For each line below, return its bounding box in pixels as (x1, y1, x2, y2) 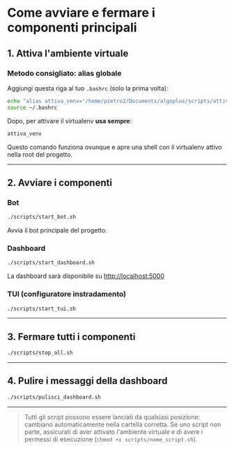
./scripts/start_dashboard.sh (7, 259, 95, 266)
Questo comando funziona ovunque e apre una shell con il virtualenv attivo (7, 143, 222, 151)
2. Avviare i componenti (7, 176, 113, 189)
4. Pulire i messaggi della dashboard (7, 375, 169, 387)
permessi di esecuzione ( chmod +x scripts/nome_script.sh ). (24, 435, 198, 443)
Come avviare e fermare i (7, 5, 155, 21)
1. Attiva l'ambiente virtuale (7, 47, 129, 59)
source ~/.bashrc (7, 104, 58, 111)
